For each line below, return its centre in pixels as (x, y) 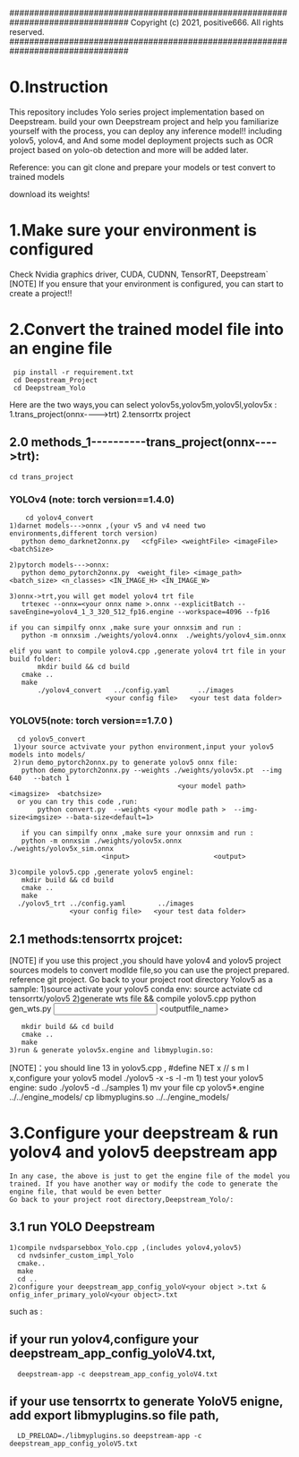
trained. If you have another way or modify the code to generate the (144, 1184)
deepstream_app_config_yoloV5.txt (74, 1444)
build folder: (36, 659)
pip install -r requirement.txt (73, 372)
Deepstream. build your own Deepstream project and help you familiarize (144, 121)
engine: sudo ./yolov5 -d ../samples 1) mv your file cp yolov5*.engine (137, 1088)
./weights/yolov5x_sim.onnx (62, 849)
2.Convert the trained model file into (147, 330)
